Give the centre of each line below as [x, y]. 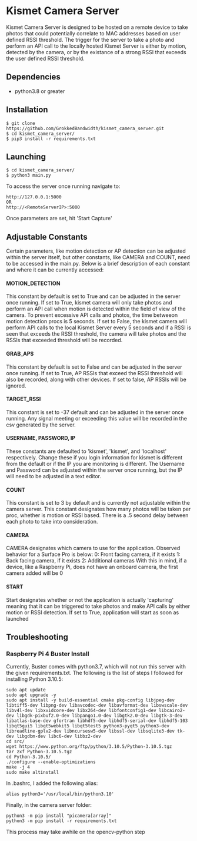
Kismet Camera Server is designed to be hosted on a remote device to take [97, 27]
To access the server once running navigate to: [63, 186]
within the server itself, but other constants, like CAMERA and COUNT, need [98, 257]
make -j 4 [18, 767]
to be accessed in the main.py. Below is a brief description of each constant [98, 264]
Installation [27, 110]
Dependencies [33, 77]
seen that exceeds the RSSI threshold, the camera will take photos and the [96, 334]
